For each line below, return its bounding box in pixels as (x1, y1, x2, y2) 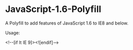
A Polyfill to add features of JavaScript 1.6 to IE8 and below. (5, 20, 129, 26)
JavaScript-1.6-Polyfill (5, 3, 101, 15)
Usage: (5, 29, 20, 35)
